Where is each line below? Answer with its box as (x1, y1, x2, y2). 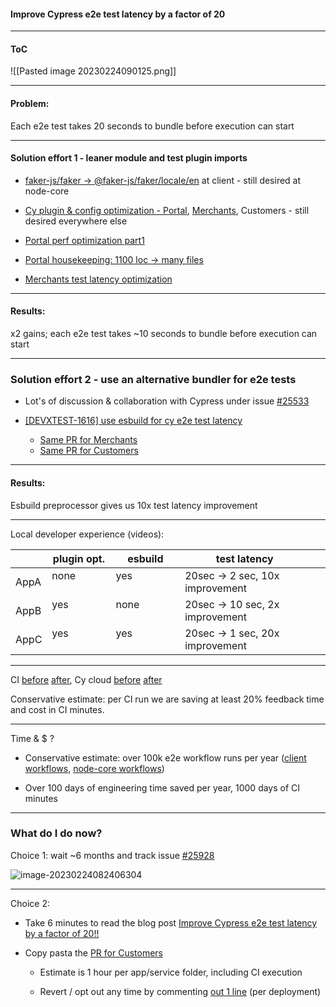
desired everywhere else (24, 215, 128, 227)
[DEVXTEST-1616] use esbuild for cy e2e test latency (24, 415, 243, 427)
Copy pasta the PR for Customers (24, 946, 163, 959)
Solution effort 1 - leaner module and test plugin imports (10, 152, 248, 164)
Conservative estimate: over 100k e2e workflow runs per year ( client (24, 751, 307, 764)
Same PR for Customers (39, 445, 139, 457)
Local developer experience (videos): (10, 528, 165, 540)
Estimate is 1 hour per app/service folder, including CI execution (39, 966, 303, 978)
